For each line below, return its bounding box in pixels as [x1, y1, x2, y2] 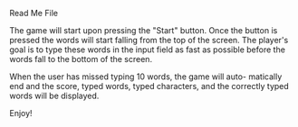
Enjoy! [9, 108, 34, 118]
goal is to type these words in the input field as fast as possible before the [9, 44, 285, 55]
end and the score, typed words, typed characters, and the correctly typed [9, 81, 290, 91]
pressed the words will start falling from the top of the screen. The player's [9, 35, 289, 45]
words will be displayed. [9, 90, 100, 101]
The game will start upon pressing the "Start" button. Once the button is [9, 25, 278, 35]
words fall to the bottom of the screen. [9, 54, 152, 64]
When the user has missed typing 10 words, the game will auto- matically [9, 71, 283, 82]
